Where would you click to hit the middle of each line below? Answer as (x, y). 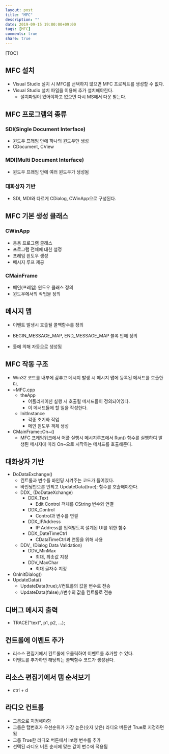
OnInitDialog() (27, 574)
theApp (28, 395)
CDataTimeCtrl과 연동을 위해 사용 (69, 540)
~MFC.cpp (24, 390)
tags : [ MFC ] (18, 29)
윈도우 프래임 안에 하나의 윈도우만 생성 (51, 141)
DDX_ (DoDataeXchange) (47, 492)
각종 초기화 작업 (44, 419)
